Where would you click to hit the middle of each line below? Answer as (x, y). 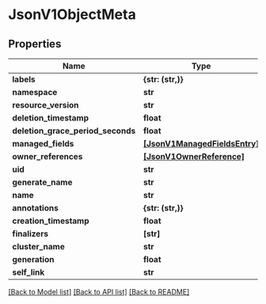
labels (24, 79)
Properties (35, 44)
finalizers (30, 234)
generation (33, 259)
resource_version (46, 105)
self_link (28, 272)
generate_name (42, 182)
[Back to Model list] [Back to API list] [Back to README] (99, 292)
